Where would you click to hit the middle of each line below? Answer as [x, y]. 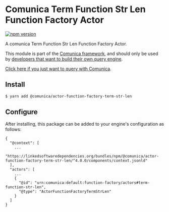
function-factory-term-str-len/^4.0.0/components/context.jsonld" [76, 161]
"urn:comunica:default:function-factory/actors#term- [92, 183]
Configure [21, 112]
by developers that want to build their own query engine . [64, 59]
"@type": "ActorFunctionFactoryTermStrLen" [65, 192]
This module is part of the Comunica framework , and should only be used [82, 54]
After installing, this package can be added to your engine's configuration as [85, 124]
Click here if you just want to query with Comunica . [59, 69]
